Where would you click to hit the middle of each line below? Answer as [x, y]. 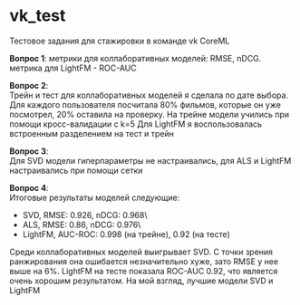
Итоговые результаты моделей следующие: [95, 197]
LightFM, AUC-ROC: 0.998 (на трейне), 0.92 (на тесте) [126, 234]
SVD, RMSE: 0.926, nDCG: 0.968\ [85, 214]
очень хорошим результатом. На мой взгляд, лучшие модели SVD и [141, 281]
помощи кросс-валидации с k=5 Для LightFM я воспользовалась [136, 124]
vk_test [38, 16]
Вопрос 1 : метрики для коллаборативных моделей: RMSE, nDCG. [135, 58]
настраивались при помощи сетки [76, 170]
